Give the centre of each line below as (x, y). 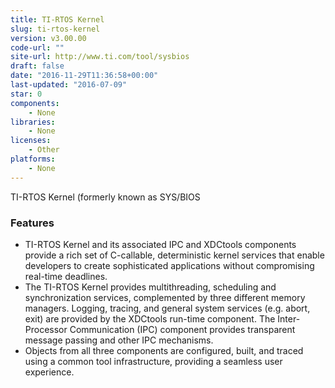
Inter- (289, 318)
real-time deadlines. (66, 276)
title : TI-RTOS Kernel (57, 19)
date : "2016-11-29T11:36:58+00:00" (84, 76)
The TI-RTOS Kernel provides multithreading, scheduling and (150, 287)
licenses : (31, 141)
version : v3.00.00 (48, 38)
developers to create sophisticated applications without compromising (169, 265)
